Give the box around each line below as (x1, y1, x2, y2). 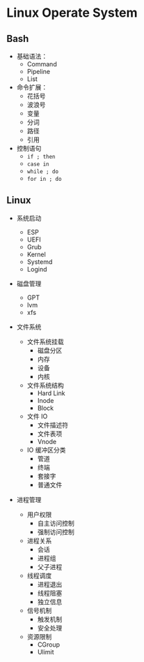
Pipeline (26, 68, 50, 75)
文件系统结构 (26, 381, 64, 389)
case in (26, 161, 49, 168)
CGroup (37, 640, 61, 649)
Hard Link (37, 389, 65, 397)
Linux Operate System (6, 5, 138, 21)
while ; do (26, 168, 59, 175)
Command (26, 60, 57, 68)
